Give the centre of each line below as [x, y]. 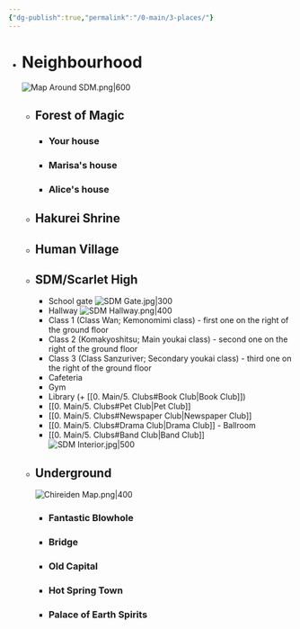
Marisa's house [83, 165]
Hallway [63, 310]
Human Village [77, 249]
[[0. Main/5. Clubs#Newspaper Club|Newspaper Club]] [150, 416]
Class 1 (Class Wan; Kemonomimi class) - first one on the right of [168, 320]
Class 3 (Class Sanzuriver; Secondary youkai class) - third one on [170, 359]
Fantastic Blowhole [91, 518]
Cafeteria [65, 378]
